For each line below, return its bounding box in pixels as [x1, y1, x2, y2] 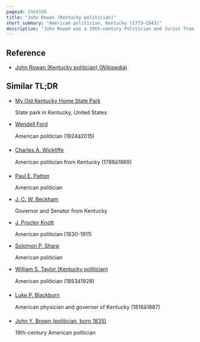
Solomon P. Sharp [14, 242, 60, 249]
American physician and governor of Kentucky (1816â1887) [14, 303, 160, 310]
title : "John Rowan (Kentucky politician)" [6, 14, 117, 20]
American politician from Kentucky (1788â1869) [14, 158, 132, 165]
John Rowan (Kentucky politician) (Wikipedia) [14, 64, 128, 71]
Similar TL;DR [6, 81, 58, 91]
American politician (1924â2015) [14, 132, 95, 139]
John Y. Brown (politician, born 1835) [14, 317, 107, 325]
